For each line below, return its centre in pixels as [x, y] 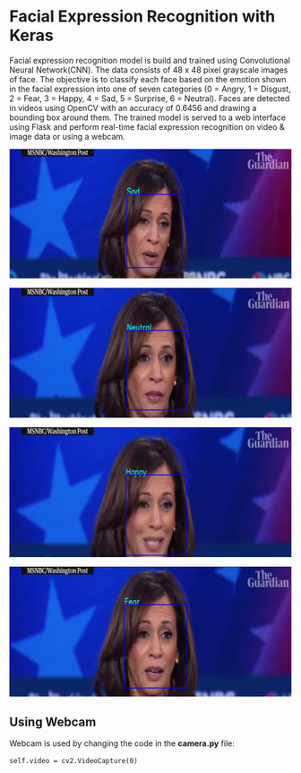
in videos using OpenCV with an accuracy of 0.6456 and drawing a [133, 107]
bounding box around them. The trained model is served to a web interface [148, 117]
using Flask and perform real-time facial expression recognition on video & [147, 126]
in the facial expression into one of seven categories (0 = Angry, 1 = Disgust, [150, 89]
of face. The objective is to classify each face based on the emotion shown [148, 79]
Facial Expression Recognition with [142, 17]
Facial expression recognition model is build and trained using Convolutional [150, 60]
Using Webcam [53, 721]
